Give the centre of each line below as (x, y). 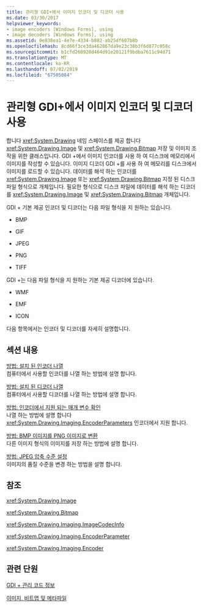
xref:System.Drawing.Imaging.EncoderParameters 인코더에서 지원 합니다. (97, 423)
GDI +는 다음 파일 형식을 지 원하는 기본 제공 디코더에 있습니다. (80, 280)
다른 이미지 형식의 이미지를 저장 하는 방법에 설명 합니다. (72, 443)
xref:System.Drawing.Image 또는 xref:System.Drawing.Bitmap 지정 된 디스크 (101, 179)
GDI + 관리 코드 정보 (31, 585)
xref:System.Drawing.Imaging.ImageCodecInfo (65, 524)
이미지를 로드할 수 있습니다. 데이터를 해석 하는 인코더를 (72, 171)
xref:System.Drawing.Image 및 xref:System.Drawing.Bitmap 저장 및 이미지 (98, 149)
